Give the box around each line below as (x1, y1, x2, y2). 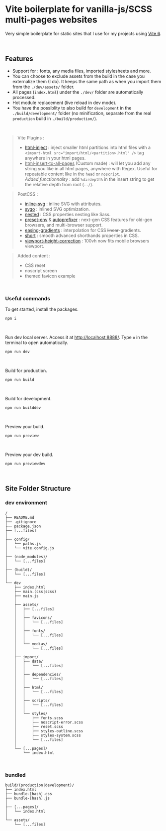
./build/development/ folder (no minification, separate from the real (12, 110, 152, 116)
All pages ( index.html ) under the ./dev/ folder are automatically (12, 89, 144, 95)
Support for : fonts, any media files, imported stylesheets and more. (12, 68, 151, 74)
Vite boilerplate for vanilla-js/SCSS (5, 3, 153, 15)
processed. (12, 94, 36, 100)
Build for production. (5, 367, 47, 374)
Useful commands (5, 295, 51, 302)
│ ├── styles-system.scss (14, 733, 81, 738)
